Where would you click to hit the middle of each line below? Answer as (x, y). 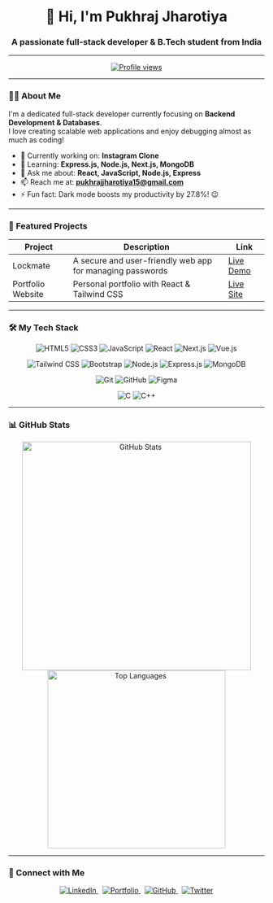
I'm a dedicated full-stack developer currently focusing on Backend (122, 114)
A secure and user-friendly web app (143, 261)
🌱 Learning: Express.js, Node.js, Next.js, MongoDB (107, 164)
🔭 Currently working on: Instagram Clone (90, 155)
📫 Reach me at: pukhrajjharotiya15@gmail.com (102, 181)
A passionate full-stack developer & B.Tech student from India (136, 42)
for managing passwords (120, 271)
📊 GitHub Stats (39, 425)
